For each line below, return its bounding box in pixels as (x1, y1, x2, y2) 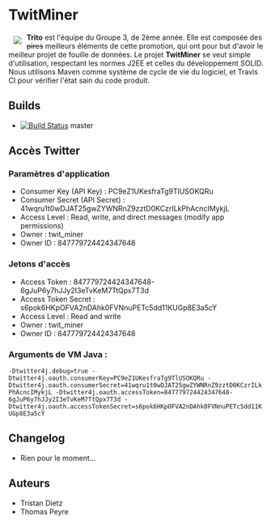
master (70, 120, 94, 130)
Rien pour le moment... (19, 453, 96, 462)
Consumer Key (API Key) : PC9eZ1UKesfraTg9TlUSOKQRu (19, 186, 214, 196)
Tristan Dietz (19, 498, 63, 508)
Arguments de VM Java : (8, 348, 108, 360)
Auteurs (8, 476, 51, 491)
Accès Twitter (8, 144, 81, 158)
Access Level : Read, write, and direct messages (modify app (19, 212, 225, 222)
